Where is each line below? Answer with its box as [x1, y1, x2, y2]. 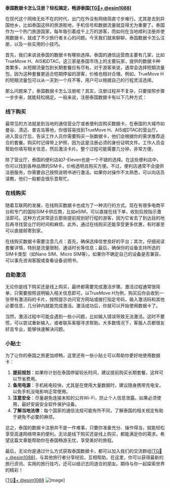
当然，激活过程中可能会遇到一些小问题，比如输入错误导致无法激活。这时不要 [5, 313, 165, 319]
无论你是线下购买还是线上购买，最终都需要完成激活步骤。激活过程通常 [5, 283, 152, 289]
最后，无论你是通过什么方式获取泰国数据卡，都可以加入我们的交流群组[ [5, 448, 153, 454]
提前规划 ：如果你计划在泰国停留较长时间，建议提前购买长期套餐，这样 [12, 369, 159, 376]
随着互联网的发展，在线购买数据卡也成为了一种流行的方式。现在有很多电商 [5, 202, 160, 208]
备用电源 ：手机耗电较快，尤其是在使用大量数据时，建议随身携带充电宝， [12, 382, 163, 388]
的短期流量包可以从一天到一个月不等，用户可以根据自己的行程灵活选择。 [5, 77, 156, 83]
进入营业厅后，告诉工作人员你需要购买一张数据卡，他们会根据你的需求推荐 [5, 133, 160, 139]
